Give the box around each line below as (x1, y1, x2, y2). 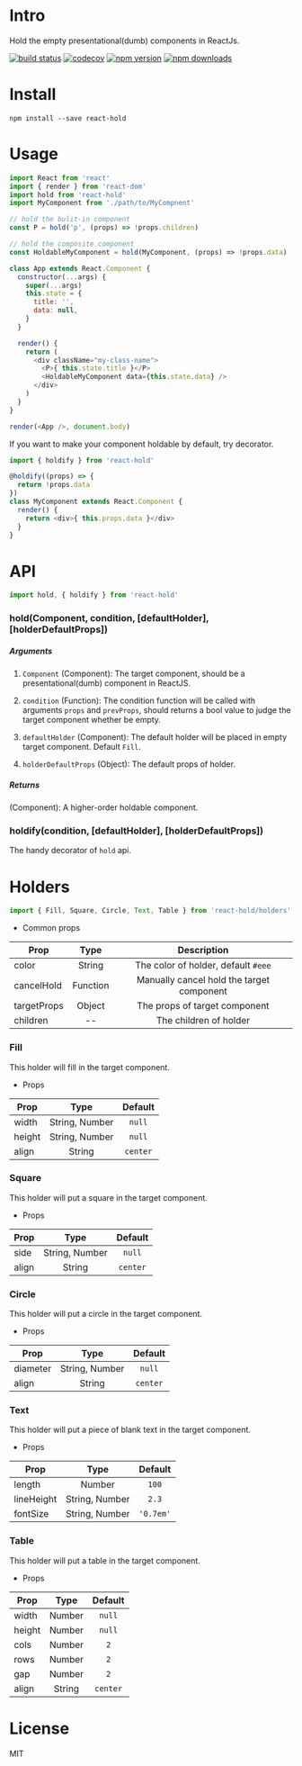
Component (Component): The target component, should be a (22, 668, 245, 680)
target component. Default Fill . (22, 742, 141, 752)
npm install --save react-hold (9, 113, 127, 122)
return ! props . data (17, 481, 91, 490)
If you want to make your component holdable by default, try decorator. (9, 438, 274, 449)
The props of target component (137, 1000, 270, 1013)
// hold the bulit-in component (9, 215, 130, 224)
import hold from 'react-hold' (9, 190, 127, 199)
